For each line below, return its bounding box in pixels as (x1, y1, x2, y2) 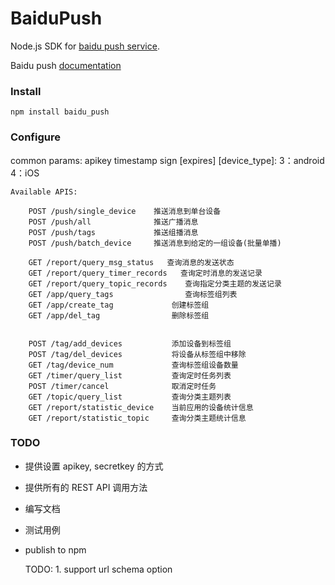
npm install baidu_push (10, 107, 110, 117)
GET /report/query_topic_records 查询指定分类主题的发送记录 (28, 278, 282, 289)
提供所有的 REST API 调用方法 (24, 481, 148, 493)
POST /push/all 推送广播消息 (28, 217, 199, 227)
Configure (10, 130, 61, 144)
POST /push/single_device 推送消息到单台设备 (28, 206, 222, 216)
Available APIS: (10, 187, 78, 197)
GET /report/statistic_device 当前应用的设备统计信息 (28, 402, 254, 412)
